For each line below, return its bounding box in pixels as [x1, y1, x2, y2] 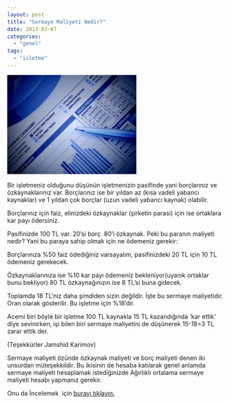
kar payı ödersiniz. [7, 216, 60, 224]
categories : [7, 33, 41, 40]
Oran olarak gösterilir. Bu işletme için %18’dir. [7, 299, 136, 307]
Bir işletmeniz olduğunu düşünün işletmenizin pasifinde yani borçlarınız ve [7, 181, 218, 189]
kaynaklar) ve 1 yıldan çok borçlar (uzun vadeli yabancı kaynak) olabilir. [7, 195, 209, 203]
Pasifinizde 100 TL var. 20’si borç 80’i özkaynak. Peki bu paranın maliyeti [7, 230, 215, 238]
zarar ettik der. [7, 327, 49, 335]
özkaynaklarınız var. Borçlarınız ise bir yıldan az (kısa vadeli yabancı [7, 188, 200, 196]
